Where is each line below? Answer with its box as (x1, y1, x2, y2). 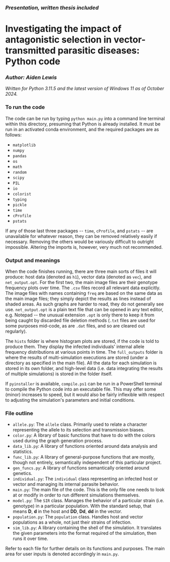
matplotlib (12, 142, 36, 147)
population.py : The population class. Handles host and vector (12, 514, 144, 520)
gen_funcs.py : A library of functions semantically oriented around (12, 465, 149, 471)
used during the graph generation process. (12, 438, 103, 444)
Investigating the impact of (5, 23, 122, 35)
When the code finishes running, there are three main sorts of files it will (5, 268, 157, 274)
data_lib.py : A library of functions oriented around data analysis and (12, 443, 158, 449)
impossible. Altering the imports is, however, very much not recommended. (5, 244, 163, 250)
